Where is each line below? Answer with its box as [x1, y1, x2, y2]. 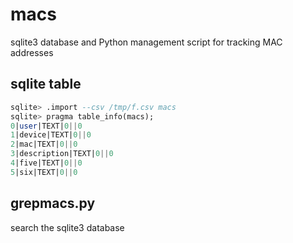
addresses [10, 46, 54, 58]
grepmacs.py [10, 195, 96, 212]
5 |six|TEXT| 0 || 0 [10, 167, 78, 177]
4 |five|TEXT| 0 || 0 [10, 158, 83, 168]
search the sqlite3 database [10, 221, 125, 233]
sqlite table [10, 76, 82, 93]
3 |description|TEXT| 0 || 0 [10, 149, 114, 159]
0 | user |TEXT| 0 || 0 [10, 121, 83, 131]
